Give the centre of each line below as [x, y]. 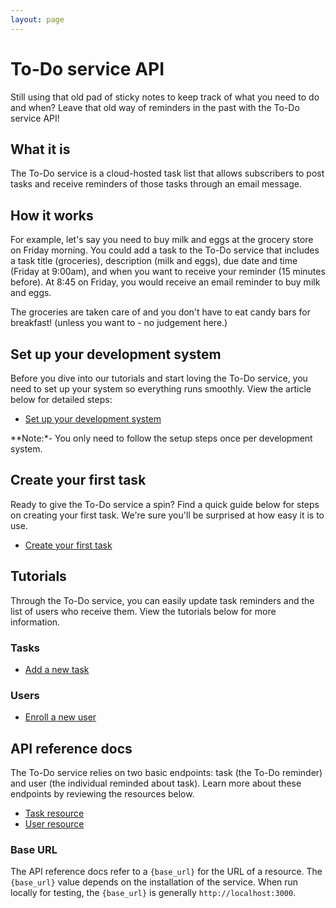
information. [35, 622]
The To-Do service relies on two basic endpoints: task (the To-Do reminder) [166, 773]
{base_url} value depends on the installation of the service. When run [154, 882]
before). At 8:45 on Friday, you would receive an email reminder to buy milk [165, 282]
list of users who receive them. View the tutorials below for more [143, 611]
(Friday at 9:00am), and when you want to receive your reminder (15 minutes [168, 272]
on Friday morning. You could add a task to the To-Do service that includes [165, 250]
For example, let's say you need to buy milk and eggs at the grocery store [162, 240]
